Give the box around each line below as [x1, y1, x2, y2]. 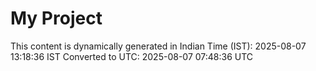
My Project [10, 7, 103, 30]
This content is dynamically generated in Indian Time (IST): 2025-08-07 [10, 40, 307, 52]
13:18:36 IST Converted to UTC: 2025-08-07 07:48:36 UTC [10, 50, 254, 62]
